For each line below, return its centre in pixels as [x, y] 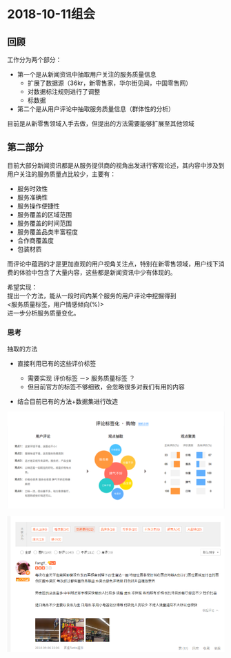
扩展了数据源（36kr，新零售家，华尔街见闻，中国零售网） [109, 83]
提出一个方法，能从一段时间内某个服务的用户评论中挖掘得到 [92, 296]
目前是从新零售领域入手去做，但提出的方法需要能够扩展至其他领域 [101, 124]
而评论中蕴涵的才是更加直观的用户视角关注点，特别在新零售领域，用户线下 [113, 264]
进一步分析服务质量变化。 [43, 313]
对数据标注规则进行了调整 [64, 91]
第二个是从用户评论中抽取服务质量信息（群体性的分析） [96, 109]
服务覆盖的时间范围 [44, 223]
